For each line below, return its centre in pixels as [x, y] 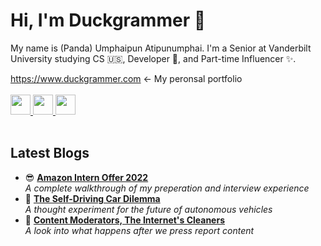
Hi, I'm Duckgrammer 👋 [108, 20]
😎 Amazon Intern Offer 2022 [86, 177]
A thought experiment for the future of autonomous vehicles [148, 209]
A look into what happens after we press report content [139, 230]
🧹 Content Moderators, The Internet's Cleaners [125, 220]
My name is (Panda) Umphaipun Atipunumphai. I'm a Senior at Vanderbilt [161, 48]
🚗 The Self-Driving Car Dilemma [92, 198]
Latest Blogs [50, 153]
